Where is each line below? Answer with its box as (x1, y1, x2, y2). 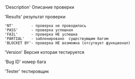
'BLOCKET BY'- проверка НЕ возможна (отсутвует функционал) (4, 40, 131, 45)
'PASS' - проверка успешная (4, 28, 73, 33)
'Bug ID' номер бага (4, 59, 46, 65)
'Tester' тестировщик (4, 69, 49, 74)
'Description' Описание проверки (4, 4, 74, 10)
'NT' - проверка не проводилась (4, 23, 87, 28)
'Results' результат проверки (4, 14, 66, 19)
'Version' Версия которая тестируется (4, 49, 85, 55)
